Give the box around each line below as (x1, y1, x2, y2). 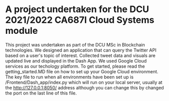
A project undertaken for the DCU (5, 4, 150, 15)
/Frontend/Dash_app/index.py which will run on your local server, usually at (5, 79, 162, 85)
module (5, 25, 38, 36)
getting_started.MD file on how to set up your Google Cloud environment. (5, 68, 159, 74)
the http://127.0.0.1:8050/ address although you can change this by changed (5, 84, 164, 90)
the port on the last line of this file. (5, 90, 77, 96)
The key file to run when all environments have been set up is (5, 74, 133, 80)
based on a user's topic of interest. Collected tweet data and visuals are (5, 52, 156, 59)
